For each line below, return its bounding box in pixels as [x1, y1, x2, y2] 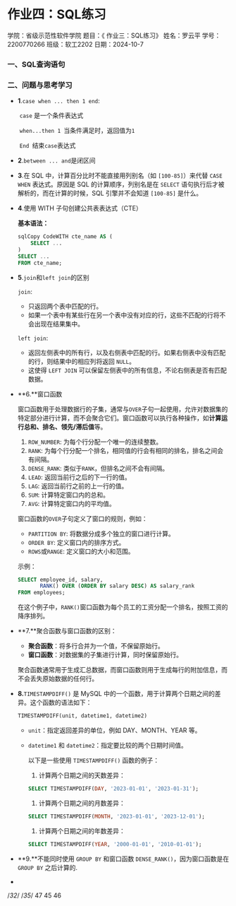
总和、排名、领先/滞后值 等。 [23, 422, 107, 431]
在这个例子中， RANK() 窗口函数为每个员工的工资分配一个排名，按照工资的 [17, 603, 228, 611]
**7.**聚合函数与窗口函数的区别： [17, 627, 118, 635]
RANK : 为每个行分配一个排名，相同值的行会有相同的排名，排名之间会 [27, 446, 224, 454]
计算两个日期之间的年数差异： [38, 826, 125, 835]
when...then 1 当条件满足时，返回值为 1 [19, 127, 135, 135]
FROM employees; [17, 589, 66, 596]
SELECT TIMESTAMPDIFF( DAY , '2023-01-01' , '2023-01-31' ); [27, 785, 199, 792]
